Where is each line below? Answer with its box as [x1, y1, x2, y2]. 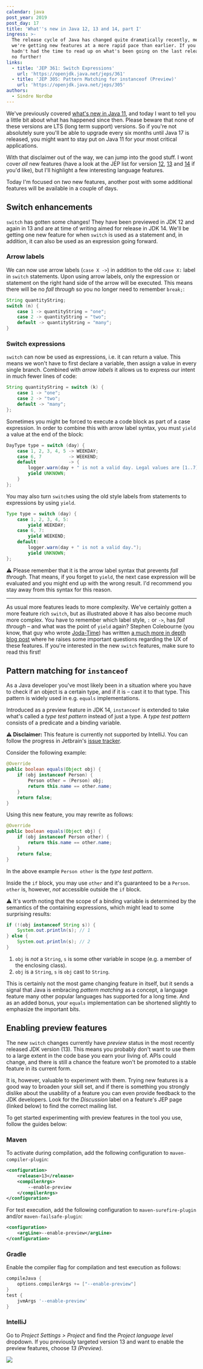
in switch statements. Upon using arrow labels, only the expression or [6, 273, 180, 280]
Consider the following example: [6, 749, 87, 756]
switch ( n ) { [6, 303, 39, 309]
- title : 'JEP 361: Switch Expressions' [11, 65, 115, 71]
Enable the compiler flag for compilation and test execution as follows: [6, 1264, 181, 1271]
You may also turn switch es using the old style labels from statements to [6, 492, 187, 499]
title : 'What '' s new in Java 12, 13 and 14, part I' [6, 25, 142, 32]
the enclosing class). [14, 961, 67, 969]
